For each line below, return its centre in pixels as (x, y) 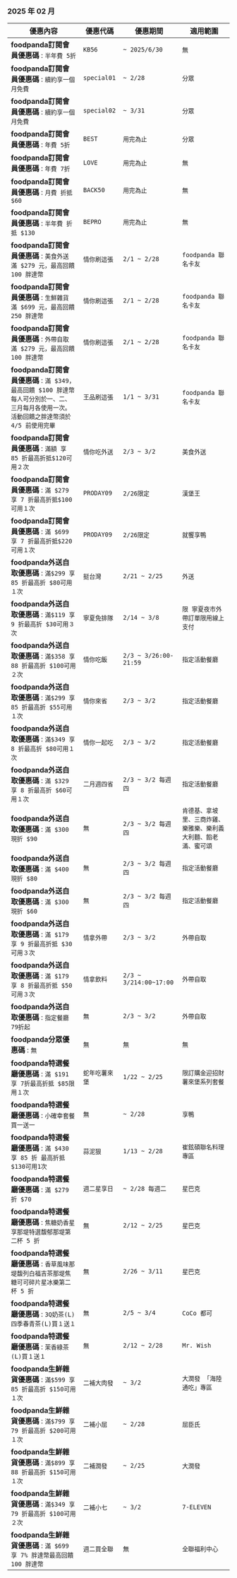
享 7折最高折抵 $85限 (43, 1084)
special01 (100, 78)
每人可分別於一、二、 (41, 399)
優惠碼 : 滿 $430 (43, 1148)
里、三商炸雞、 (203, 820)
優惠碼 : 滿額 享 (42, 449)
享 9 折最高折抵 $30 (42, 944)
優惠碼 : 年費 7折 (44, 169)
